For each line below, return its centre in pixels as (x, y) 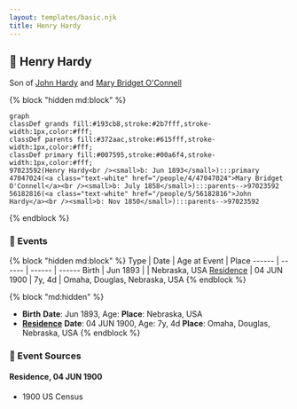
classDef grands (39, 124)
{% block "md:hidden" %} (57, 296)
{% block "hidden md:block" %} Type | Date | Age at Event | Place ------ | (144, 260)
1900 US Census (52, 397)
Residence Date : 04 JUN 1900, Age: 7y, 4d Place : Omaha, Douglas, (146, 323)
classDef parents (41, 140)
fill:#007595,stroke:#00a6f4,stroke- (146, 155)
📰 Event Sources (45, 356)
